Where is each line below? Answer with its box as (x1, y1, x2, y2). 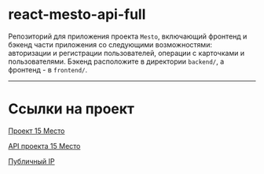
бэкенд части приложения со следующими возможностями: (8, 39, 212, 49)
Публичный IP (8, 156, 55, 166)
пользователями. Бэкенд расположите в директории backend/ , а (8, 57, 225, 66)
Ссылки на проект (8, 100, 135, 118)
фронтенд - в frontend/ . (8, 65, 88, 74)
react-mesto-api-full (8, 6, 146, 24)
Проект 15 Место (8, 126, 65, 135)
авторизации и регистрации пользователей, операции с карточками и (8, 48, 245, 57)
